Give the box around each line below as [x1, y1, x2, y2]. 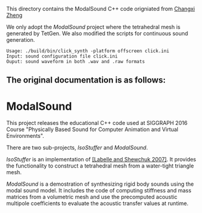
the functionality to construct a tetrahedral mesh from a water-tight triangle [6, 162, 194, 169]
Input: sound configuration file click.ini [6, 53, 118, 59]
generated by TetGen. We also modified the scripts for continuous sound [6, 30, 189, 37]
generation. [6, 36, 35, 43]
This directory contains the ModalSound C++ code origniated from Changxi [6, 5, 195, 12]
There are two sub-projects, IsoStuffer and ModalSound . [6, 144, 148, 151]
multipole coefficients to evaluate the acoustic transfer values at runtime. [6, 200, 189, 207]
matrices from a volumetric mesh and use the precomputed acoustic [6, 194, 178, 201]
